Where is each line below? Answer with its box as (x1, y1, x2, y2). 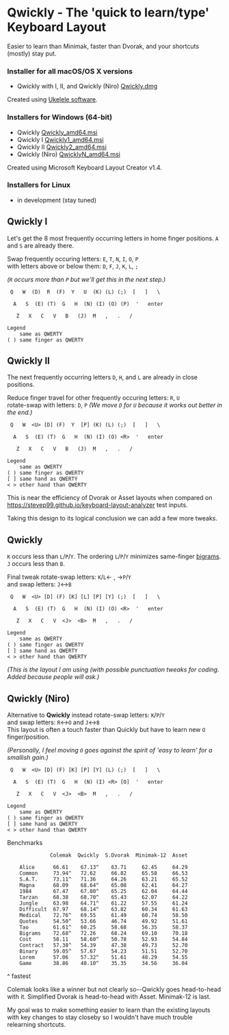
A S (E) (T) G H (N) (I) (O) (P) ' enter (13, 300, 164, 307)
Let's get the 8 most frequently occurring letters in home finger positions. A (7, 234, 219, 242)
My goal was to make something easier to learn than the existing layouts (7, 1006, 211, 1014)
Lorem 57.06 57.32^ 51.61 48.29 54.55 (19, 954, 188, 961)
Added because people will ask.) (7, 673, 100, 681)
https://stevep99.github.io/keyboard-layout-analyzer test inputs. (7, 501, 188, 509)
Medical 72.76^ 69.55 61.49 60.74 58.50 (19, 912, 188, 919)
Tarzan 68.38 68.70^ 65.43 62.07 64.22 (19, 894, 188, 901)
